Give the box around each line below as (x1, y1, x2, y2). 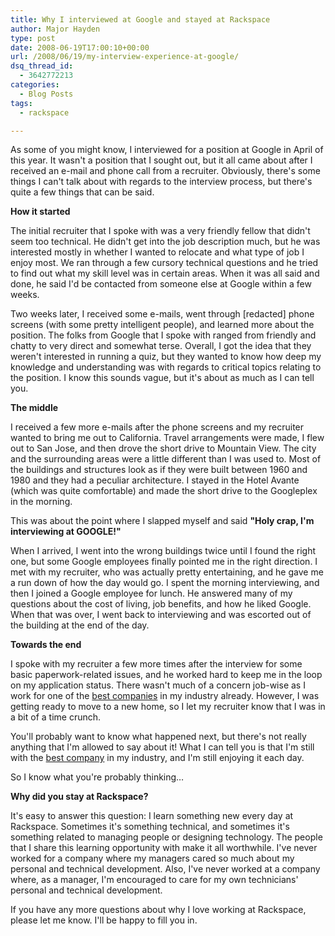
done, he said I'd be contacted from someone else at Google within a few (10, 278, 312, 290)
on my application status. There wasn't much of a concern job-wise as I (10, 679, 306, 691)
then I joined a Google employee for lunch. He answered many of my (10, 587, 293, 600)
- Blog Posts (19, 89, 74, 99)
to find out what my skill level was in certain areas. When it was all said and (10, 267, 320, 280)
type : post (10, 33, 56, 43)
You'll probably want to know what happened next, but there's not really (10, 731, 307, 743)
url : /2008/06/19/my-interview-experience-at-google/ (10, 52, 240, 62)
